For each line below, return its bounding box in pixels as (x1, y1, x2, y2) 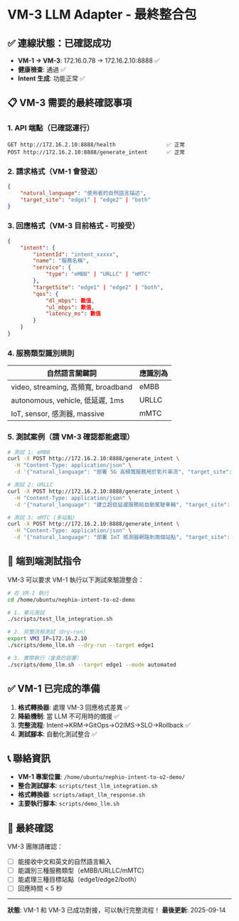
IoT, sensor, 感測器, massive (11, 409, 105, 419)
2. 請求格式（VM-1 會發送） (7, 166, 102, 176)
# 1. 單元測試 (7, 609, 45, 616)
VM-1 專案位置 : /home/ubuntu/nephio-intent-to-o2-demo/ (17, 772, 186, 781)
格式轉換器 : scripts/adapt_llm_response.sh (17, 790, 146, 799)
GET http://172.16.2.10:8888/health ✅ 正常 (7, 141, 185, 148)
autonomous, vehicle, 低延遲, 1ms (11, 395, 124, 405)
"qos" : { (33, 290, 59, 297)
